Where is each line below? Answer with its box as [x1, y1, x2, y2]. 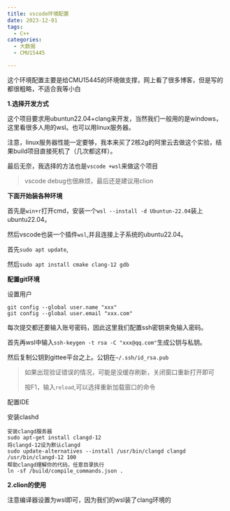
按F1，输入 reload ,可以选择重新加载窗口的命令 [24, 383, 156, 391]
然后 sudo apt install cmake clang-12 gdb [7, 260, 129, 268]
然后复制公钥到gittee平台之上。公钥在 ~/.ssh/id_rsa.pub [7, 352, 169, 361]
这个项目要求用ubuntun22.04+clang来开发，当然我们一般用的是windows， [7, 114, 222, 123]
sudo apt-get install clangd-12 [7, 434, 101, 441]
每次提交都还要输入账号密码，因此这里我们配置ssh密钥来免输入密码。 [7, 323, 208, 331]
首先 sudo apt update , [7, 245, 69, 253]
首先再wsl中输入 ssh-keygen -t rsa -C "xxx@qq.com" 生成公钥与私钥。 [7, 338, 206, 346]
